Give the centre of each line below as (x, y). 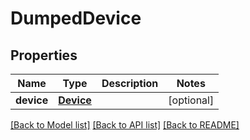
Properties (44, 55)
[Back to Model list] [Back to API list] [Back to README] (125, 125)
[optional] (191, 100)
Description (130, 83)
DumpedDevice (76, 18)
